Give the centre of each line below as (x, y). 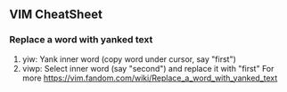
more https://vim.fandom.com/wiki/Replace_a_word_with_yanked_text (150, 78)
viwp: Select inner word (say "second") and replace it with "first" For (148, 68)
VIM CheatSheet (56, 15)
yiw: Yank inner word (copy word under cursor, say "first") (129, 59)
